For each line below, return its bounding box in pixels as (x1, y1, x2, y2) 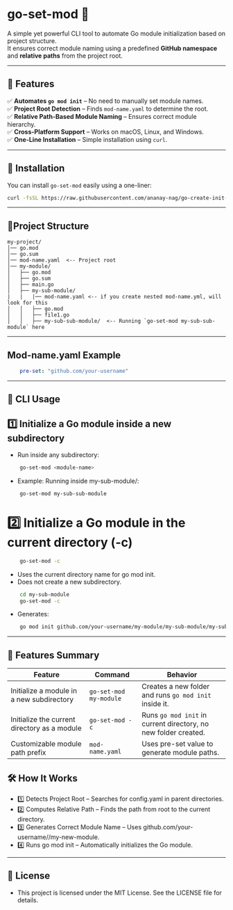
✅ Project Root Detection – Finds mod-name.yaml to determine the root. (7, 104, 209, 113)
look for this (7, 299, 49, 307)
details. (17, 895, 39, 904)
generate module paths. (141, 748, 220, 758)
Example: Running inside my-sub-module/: (17, 477, 139, 486)
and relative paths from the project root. (7, 51, 123, 60)
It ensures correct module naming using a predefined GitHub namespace (7, 44, 218, 52)
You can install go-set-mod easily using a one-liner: (7, 181, 152, 189)
